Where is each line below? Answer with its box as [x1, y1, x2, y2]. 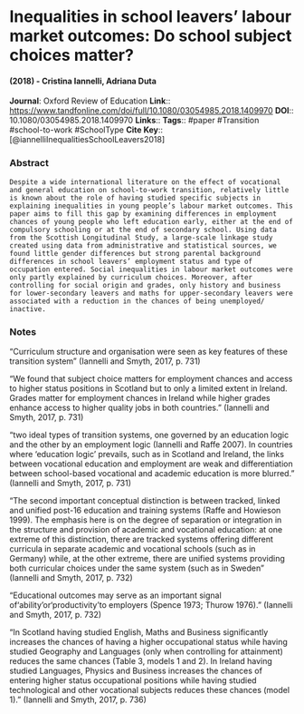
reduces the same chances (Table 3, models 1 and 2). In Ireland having [9, 655, 273, 666]
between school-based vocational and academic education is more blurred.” [9, 467, 295, 478]
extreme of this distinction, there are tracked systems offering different [9, 533, 274, 544]
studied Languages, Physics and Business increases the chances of [9, 665, 262, 676]
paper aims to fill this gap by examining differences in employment [9, 209, 278, 219]
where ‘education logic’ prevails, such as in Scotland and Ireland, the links [9, 448, 285, 459]
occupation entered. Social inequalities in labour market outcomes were [9, 265, 294, 274]
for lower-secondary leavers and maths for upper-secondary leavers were [9, 289, 294, 298]
